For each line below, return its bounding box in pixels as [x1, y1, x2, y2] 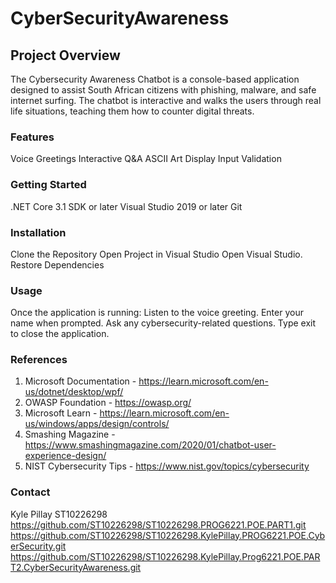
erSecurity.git [10, 540, 67, 552]
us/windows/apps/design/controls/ [24, 418, 170, 430]
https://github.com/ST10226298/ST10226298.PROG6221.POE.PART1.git [10, 518, 307, 531]
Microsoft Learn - [24, 407, 98, 419]
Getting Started [10, 178, 87, 192]
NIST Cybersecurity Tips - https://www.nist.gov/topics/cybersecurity [24, 460, 310, 472]
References [10, 353, 68, 367]
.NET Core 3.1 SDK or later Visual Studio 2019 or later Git [10, 200, 243, 212]
